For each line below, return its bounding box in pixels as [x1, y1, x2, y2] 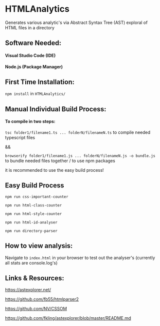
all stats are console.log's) [5, 260, 58, 265]
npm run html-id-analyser [5, 220, 57, 225]
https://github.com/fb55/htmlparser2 [5, 296, 79, 302]
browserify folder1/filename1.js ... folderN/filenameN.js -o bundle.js [5, 153, 156, 158]
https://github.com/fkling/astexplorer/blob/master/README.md [5, 315, 131, 321]
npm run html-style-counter [5, 211, 62, 216]
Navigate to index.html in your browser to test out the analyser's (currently [5, 255, 156, 261]
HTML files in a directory [5, 24, 55, 30]
